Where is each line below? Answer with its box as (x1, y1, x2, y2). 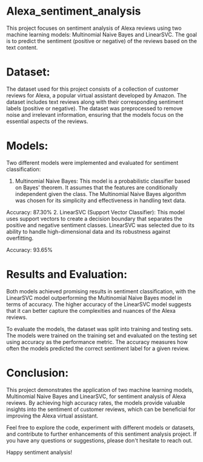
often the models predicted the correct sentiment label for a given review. (6, 345, 190, 352)
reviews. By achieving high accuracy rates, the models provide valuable (6, 399, 185, 406)
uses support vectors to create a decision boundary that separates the (6, 215, 183, 222)
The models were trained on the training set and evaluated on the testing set (6, 332, 197, 339)
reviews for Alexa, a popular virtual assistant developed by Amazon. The (6, 91, 187, 99)
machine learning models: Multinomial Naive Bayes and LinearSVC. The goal (6, 30, 198, 38)
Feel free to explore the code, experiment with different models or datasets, (6, 424, 195, 431)
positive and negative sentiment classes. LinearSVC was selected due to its (6, 221, 195, 229)
